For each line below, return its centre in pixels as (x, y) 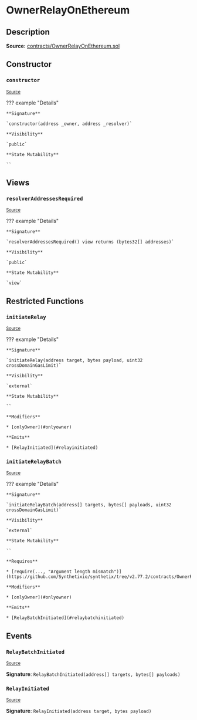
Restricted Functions (45, 301)
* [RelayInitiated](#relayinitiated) (52, 448)
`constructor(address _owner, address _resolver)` (69, 124)
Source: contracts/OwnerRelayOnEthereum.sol (63, 46)
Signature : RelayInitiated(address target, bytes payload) (79, 711)
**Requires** (22, 562)
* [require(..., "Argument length (48, 572)
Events (19, 636)
